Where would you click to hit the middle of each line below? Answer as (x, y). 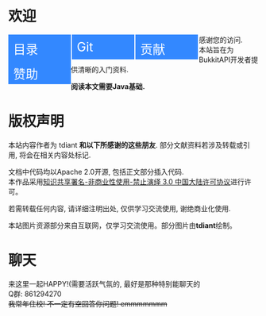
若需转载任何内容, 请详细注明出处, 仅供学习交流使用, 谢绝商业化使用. (120, 208)
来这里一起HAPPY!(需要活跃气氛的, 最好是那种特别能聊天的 (104, 283)
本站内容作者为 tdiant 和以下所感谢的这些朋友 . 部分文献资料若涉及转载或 (126, 145)
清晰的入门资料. (103, 69)
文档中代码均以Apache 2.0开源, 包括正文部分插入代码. (96, 171)
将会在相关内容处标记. (55, 155)
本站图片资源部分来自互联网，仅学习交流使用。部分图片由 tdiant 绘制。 (122, 225)
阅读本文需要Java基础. (108, 86)
